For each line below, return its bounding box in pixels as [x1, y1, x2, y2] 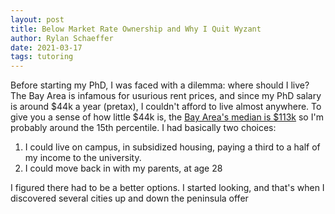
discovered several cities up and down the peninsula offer [10, 192, 249, 205]
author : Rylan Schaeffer [10, 33, 114, 43]
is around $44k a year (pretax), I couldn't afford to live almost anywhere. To [10, 101, 322, 113]
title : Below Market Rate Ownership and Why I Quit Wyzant [10, 24, 262, 34]
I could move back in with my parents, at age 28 [24, 162, 223, 175]
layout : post [10, 14, 65, 25]
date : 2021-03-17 [10, 42, 83, 53]
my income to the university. [24, 152, 142, 164]
